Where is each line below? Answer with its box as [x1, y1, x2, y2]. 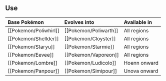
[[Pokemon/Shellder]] [7, 35, 59, 42]
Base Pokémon [7, 18, 44, 25]
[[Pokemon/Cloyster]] [64, 35, 116, 42]
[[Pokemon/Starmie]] [64, 43, 114, 50]
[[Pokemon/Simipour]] [64, 67, 117, 74]
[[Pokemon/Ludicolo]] [64, 59, 116, 66]
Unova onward [123, 67, 158, 74]
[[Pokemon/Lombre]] [7, 59, 57, 66]
